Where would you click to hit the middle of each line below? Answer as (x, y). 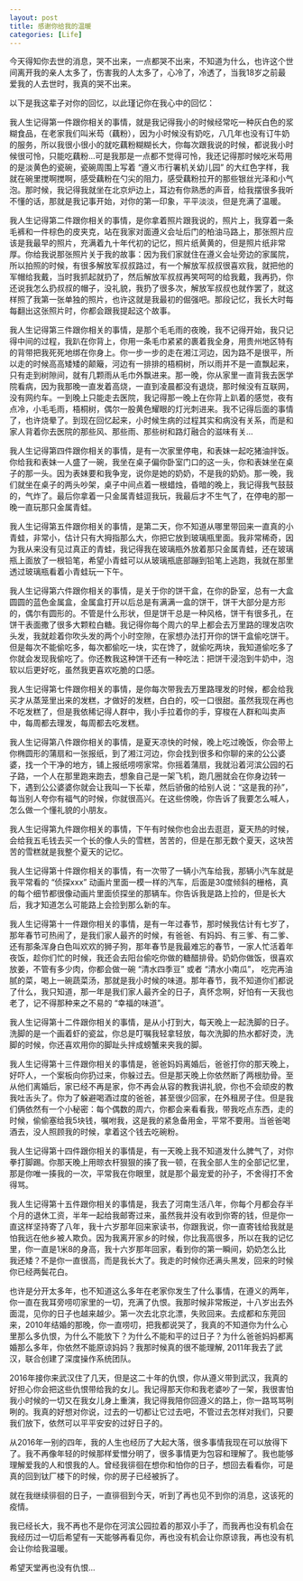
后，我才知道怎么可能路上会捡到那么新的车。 (92, 905)
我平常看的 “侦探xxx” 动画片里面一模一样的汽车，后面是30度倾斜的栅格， (145, 883)
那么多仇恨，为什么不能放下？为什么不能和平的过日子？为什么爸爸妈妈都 (151, 1336)
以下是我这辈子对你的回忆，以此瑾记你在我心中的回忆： (112, 103)
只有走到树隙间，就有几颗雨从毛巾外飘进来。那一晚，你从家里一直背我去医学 (151, 375)
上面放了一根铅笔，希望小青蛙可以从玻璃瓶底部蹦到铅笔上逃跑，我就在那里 (155, 560)
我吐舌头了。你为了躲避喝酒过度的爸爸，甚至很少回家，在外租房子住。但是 (147, 1098)
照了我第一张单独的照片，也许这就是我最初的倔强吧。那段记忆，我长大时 (151, 300)
